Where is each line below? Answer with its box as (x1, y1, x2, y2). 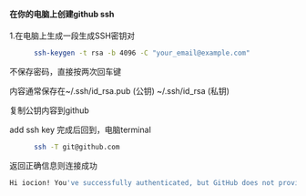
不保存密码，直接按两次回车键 (9, 67, 121, 77)
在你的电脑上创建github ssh (9, 8, 115, 19)
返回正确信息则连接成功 (9, 160, 97, 170)
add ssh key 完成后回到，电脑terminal (9, 124, 152, 136)
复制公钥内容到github (9, 105, 89, 116)
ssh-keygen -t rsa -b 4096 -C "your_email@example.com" (33, 48, 250, 58)
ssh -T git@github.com (33, 142, 120, 152)
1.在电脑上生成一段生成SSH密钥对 (9, 30, 136, 41)
